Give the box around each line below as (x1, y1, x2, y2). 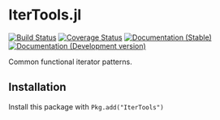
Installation (8, 80, 67, 94)
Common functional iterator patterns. (8, 57, 132, 66)
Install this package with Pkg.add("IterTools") (8, 101, 164, 111)
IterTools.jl (8, 6, 82, 24)
